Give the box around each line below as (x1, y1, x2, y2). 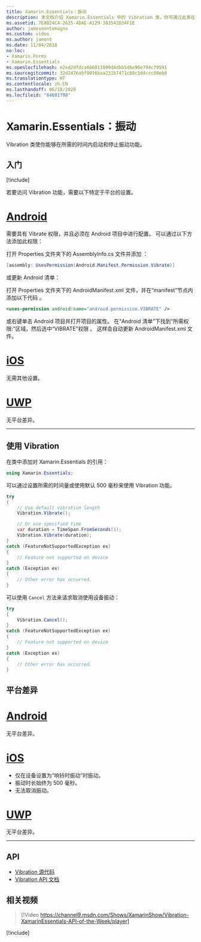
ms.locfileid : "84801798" (6, 92, 71, 98)
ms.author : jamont (6, 36, 52, 42)
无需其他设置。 (6, 374, 43, 382)
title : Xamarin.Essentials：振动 (6, 8, 87, 15)
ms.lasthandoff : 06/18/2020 (6, 87, 77, 93)
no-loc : (6, 48, 26, 54)
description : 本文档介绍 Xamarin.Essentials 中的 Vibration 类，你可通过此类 (6, 14, 191, 20)
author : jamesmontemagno (6, 25, 68, 32)
